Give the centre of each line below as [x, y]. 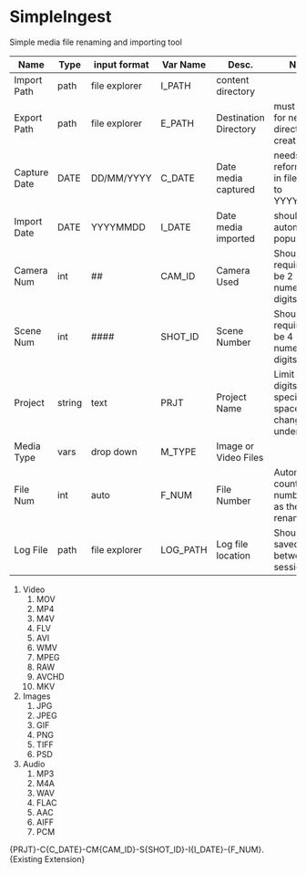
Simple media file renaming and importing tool [96, 42]
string [70, 402]
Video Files [240, 457]
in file [286, 178]
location [234, 556]
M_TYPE [178, 452]
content [233, 79]
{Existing [26, 858]
